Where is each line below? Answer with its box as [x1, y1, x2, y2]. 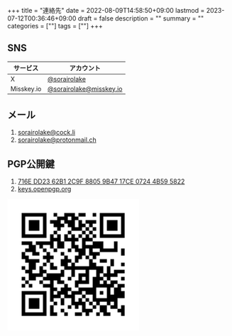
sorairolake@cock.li [17, 128, 76, 137]
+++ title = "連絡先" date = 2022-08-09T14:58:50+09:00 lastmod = [7, 6, 205, 14]
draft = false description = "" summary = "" [77, 14, 204, 23]
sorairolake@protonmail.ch [17, 135, 97, 144]
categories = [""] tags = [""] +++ [7, 22, 103, 30]
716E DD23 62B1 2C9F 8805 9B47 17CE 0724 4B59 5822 [17, 177, 185, 186]
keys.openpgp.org [17, 184, 72, 193]
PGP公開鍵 [7, 158, 55, 170]
